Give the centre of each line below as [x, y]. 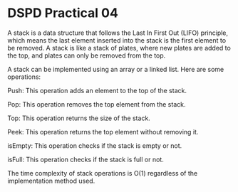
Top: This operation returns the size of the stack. [79, 118]
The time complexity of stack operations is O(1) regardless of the [103, 173]
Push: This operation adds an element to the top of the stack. [97, 90]
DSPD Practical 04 [63, 13]
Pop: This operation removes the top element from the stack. [97, 104]
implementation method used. [51, 181]
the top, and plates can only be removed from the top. [87, 55]
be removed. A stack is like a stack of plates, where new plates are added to [119, 48]
